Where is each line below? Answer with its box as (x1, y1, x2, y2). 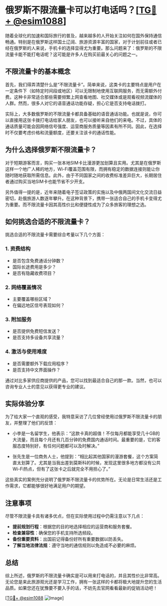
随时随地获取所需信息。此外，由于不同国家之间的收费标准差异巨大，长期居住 (5, 172, 162, 178)
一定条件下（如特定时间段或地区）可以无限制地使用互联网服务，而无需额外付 (5, 88, 162, 94)
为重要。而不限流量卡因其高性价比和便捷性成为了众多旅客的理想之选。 (5, 202, 149, 207)
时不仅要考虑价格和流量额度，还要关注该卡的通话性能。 (5, 129, 118, 135)
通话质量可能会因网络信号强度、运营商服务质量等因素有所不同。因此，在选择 (5, 123, 162, 129)
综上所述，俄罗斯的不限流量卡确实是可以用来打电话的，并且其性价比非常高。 (5, 573, 162, 579)
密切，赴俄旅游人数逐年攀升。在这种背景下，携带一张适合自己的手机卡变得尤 (5, 195, 162, 201)
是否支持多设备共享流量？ (12, 335, 65, 341)
